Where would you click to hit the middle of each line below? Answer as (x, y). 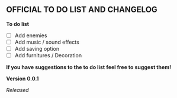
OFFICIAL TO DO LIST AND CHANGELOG (82, 10)
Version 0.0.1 (22, 79)
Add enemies (31, 35)
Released (17, 90)
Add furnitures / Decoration (48, 55)
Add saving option (37, 48)
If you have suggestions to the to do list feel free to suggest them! (89, 67)
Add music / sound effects (47, 42)
